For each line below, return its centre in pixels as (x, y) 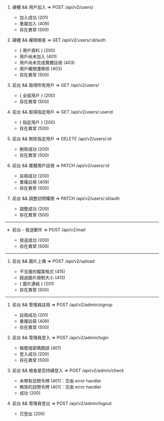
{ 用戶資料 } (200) (37, 50)
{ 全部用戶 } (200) (37, 96)
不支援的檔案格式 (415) (42, 271)
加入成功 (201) (34, 18)
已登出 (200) (32, 414)
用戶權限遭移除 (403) (41, 69)
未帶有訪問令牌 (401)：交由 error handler (60, 381)
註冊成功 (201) (34, 315)
